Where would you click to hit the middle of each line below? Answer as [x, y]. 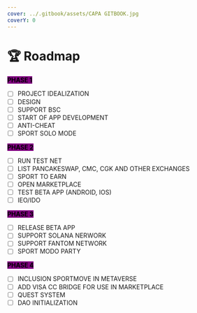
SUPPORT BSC [39, 110]
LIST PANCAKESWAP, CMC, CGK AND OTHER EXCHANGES [103, 168]
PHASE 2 [20, 147]
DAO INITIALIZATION [48, 303]
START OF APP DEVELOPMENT [63, 117]
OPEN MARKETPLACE [49, 184]
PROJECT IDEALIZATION [53, 94]
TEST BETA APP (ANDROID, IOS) [64, 192]
